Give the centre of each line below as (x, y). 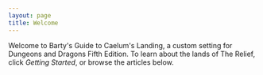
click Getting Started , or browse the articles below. (91, 62)
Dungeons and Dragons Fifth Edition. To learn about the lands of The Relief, (132, 54)
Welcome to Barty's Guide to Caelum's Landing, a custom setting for (120, 45)
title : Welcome (33, 23)
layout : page (30, 15)
